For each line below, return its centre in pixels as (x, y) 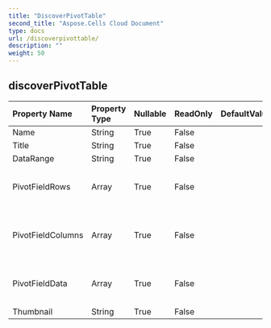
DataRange (33, 158)
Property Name (42, 114)
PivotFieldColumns (48, 235)
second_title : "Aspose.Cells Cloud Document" (86, 23)
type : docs (27, 31)
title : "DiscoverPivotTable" (57, 16)
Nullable (150, 114)
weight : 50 (27, 53)
